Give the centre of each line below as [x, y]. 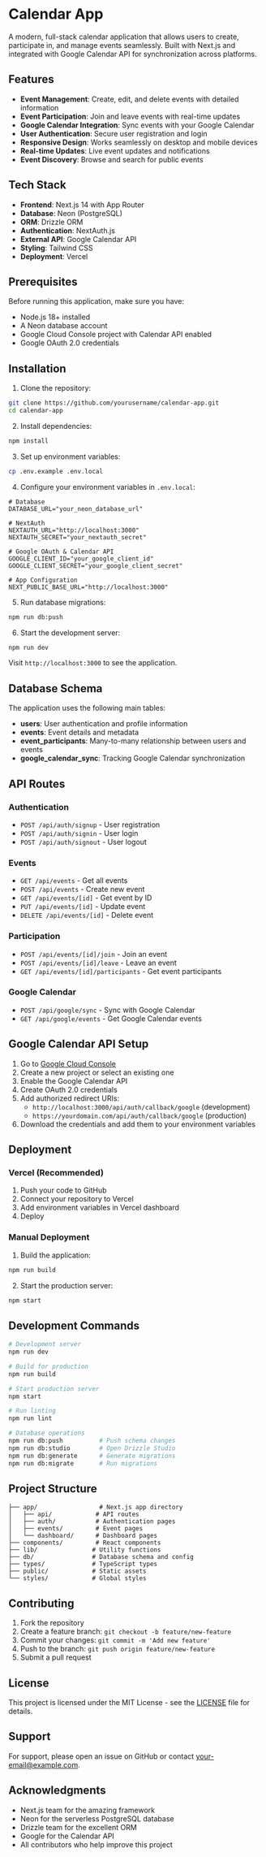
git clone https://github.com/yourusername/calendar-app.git [114, 403]
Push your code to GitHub [63, 1190]
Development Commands [74, 1325]
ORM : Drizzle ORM [51, 222]
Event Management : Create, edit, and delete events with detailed [129, 99]
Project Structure [53, 1489]
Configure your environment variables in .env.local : [108, 487]
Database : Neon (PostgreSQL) [71, 213]
